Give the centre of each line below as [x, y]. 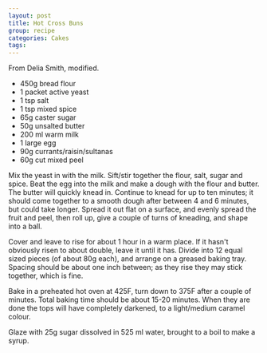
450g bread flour [48, 84]
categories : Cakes [39, 38]
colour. [20, 317]
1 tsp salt [34, 101]
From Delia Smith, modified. [54, 68]
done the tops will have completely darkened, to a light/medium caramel [127, 308]
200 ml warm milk [49, 135]
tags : [17, 46]
